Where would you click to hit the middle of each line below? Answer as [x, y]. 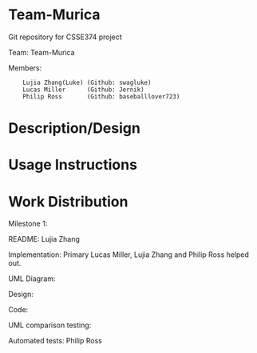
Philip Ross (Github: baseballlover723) [101, 96]
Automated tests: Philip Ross [55, 341]
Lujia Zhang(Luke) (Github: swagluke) [87, 82]
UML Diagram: [32, 279]
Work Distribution [68, 201]
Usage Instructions [73, 165]
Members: [25, 68]
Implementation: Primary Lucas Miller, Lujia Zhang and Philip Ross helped [129, 255]
